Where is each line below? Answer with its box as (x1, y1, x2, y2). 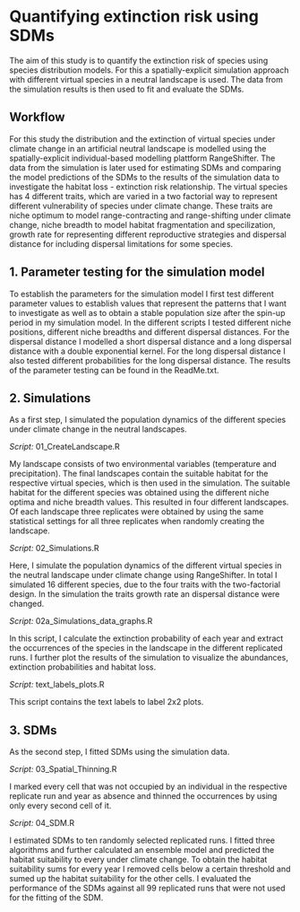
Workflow (9, 110, 65, 125)
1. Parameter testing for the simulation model (9, 265, 266, 280)
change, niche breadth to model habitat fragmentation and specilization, (9, 219, 276, 230)
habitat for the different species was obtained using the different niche (9, 487, 270, 498)
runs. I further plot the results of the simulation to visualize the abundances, (9, 653, 288, 663)
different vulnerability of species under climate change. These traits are (9, 200, 273, 211)
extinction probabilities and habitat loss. (9, 662, 157, 672)
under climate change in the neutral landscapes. (9, 424, 187, 434)
